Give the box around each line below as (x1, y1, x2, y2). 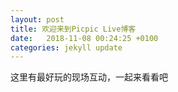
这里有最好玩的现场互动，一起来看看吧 (10, 71, 168, 83)
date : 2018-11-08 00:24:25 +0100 (10, 33, 159, 43)
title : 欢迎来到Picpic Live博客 (10, 24, 137, 34)
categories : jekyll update (10, 42, 123, 53)
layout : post (10, 14, 65, 25)
